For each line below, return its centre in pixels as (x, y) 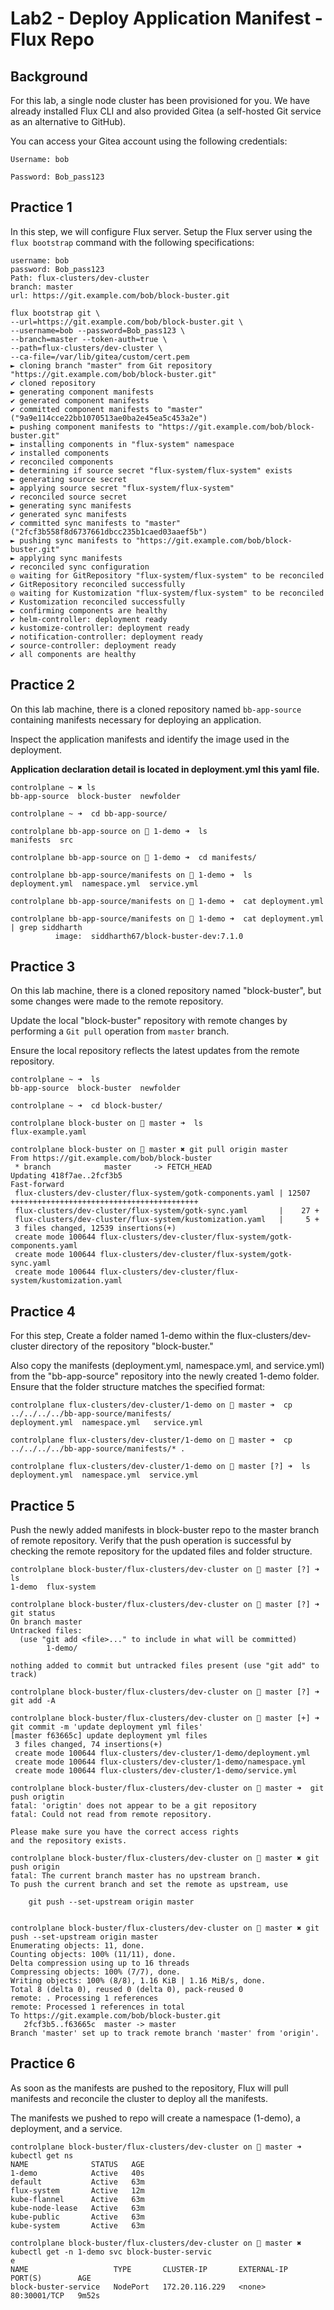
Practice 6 (43, 2063)
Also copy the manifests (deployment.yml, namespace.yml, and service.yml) (167, 1366)
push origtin (37, 1797)
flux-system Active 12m (77, 2190)
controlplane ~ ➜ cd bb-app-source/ (89, 813)
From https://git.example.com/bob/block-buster (111, 1158)
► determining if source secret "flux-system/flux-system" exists (151, 470)
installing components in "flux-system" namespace (127, 444)
